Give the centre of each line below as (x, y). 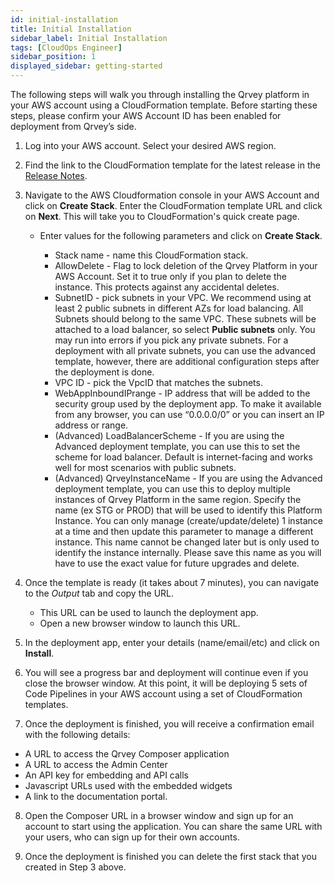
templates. (46, 704)
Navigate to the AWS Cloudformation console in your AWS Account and (172, 195)
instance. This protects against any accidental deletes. (167, 287)
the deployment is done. (104, 372)
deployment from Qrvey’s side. (73, 126)
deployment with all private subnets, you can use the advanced (185, 350)
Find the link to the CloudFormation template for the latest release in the (172, 165)
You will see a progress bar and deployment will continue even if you (166, 672)
